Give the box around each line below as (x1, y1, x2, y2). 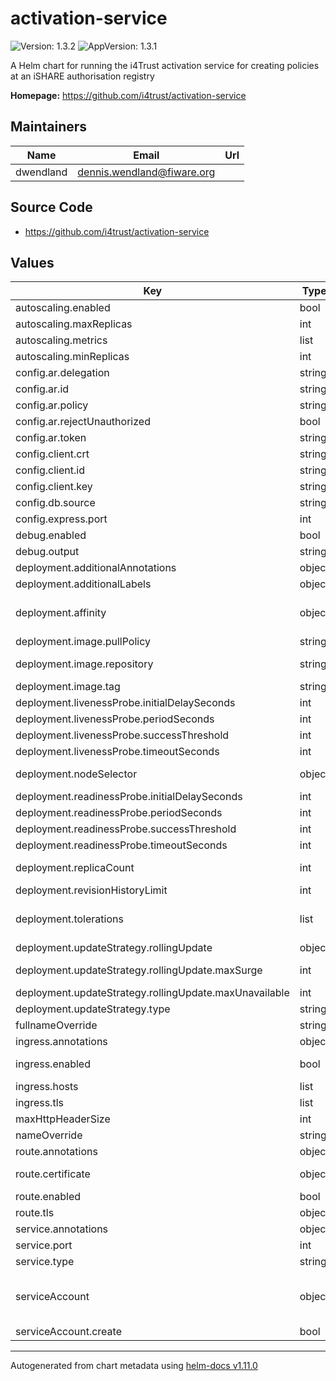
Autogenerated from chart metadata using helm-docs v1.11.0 (10, 1360, 258, 1372)
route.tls (15, 1206, 55, 1220)
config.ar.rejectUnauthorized (15, 415, 151, 429)
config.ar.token (15, 431, 87, 445)
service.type (15, 1255, 75, 1269)
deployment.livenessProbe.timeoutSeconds (15, 745, 220, 759)
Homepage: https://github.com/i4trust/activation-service (10, 89, 247, 101)
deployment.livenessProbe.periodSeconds (15, 712, 215, 726)
